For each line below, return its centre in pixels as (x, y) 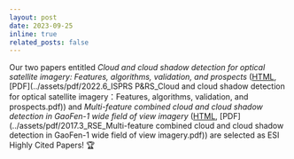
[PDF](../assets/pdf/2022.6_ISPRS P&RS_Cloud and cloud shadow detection (147, 86)
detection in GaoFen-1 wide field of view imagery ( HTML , (114, 116)
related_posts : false (49, 42)
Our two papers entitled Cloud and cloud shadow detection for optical (137, 68)
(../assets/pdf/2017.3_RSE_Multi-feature (81, 126)
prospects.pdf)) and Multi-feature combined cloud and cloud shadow (136, 107)
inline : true (33, 34)
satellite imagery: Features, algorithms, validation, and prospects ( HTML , (143, 77)
